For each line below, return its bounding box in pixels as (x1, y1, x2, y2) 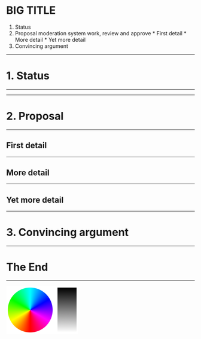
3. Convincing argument (6, 225, 129, 239)
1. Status (6, 69, 50, 83)
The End (6, 261, 48, 274)
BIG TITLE (6, 4, 56, 17)
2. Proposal (6, 109, 64, 123)
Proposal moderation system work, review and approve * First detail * (14, 29, 187, 36)
